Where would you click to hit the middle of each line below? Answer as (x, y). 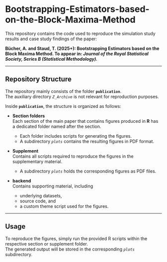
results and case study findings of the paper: (51, 39)
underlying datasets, (41, 195)
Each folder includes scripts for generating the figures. (76, 136)
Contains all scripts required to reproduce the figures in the (73, 156)
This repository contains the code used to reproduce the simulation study (80, 33)
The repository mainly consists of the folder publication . (63, 91)
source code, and (38, 201)
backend (22, 180)
